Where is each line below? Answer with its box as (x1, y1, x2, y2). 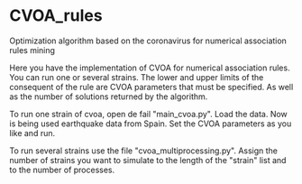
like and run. (9, 127, 56, 138)
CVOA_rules (9, 5, 103, 26)
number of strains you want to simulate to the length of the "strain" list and (9, 154, 287, 165)
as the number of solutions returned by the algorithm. (9, 91, 208, 102)
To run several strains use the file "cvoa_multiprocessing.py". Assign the (9, 145, 278, 156)
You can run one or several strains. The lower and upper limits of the (9, 71, 264, 82)
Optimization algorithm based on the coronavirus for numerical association (9, 35, 287, 46)
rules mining (9, 44, 56, 55)
